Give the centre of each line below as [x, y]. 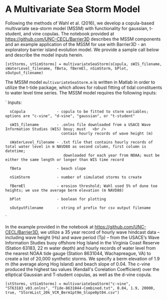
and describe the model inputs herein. [44, 55]
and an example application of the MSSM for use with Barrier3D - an [76, 44]
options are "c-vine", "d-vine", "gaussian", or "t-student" [70, 116]
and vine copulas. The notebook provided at [69, 33]
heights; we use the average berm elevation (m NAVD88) [64, 190]
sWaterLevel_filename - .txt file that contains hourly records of [81, 142]
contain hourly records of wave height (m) [107, 133]
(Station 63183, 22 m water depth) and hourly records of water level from [80, 248]
